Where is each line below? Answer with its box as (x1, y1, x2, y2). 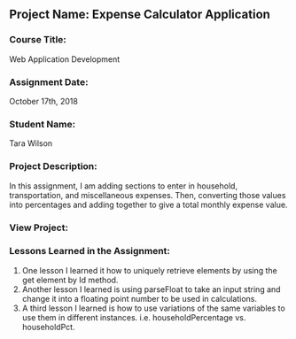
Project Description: (9, 160, 97, 173)
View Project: (9, 221, 69, 234)
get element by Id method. (21, 274, 119, 285)
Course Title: (9, 34, 66, 46)
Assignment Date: (9, 75, 89, 88)
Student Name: (9, 118, 76, 130)
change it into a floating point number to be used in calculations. (21, 293, 258, 304)
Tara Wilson (9, 138, 53, 149)
